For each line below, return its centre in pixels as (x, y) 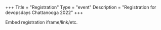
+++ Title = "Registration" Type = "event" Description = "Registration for (81, 7)
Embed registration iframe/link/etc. (42, 22)
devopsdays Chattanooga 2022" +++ (44, 12)
